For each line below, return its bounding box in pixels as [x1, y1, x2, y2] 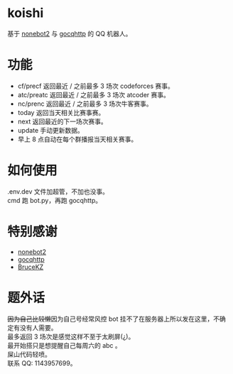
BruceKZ [17, 263, 44, 271]
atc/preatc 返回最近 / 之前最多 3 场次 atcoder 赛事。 [17, 90, 170, 99]
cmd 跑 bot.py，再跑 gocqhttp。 [7, 196, 102, 204]
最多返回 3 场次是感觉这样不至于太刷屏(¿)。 [7, 332, 135, 341]
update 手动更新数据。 [17, 126, 84, 134]
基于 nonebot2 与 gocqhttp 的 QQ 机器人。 [7, 29, 132, 38]
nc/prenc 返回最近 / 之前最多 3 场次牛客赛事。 [17, 99, 153, 108]
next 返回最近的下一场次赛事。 [17, 117, 108, 126]
